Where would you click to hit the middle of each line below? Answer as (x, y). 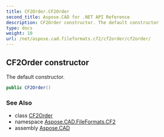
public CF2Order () (29, 88)
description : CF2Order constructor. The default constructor (83, 22)
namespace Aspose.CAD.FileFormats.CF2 (65, 122)
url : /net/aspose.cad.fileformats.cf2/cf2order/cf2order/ (78, 39)
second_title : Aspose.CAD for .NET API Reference (68, 17)
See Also (19, 102)
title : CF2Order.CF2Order (38, 11)
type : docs (19, 28)
